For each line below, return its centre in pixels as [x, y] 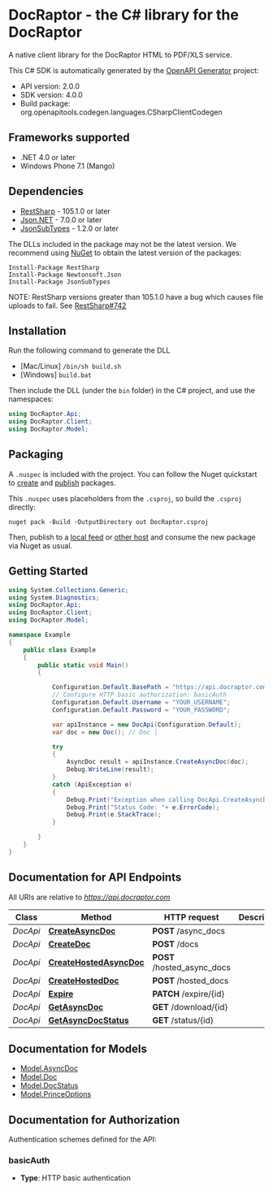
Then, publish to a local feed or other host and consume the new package [132, 537]
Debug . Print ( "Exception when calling [130, 799]
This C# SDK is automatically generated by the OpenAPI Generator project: [134, 70]
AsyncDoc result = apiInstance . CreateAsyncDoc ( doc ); [158, 762]
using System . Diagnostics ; [54, 598]
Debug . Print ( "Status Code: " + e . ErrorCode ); [143, 807]
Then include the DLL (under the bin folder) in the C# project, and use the [132, 391]
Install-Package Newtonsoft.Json [65, 275]
